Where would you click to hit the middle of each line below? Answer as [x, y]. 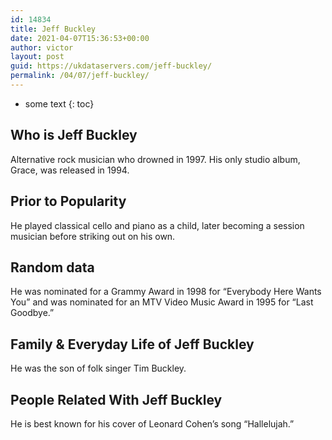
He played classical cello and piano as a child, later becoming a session [157, 225]
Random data [52, 267]
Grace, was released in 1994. [70, 170]
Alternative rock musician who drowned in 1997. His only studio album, [155, 159]
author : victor [42, 47]
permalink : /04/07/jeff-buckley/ [80, 76]
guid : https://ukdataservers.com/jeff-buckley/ [111, 66]
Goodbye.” [32, 313]
